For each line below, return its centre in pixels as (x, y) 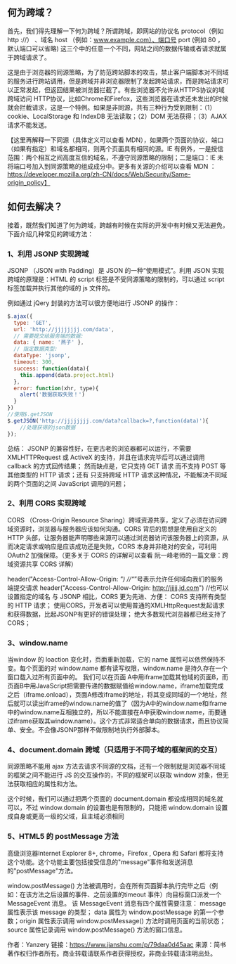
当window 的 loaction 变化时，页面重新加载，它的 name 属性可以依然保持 (113, 660)
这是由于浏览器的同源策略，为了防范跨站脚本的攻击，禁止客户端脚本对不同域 (118, 72)
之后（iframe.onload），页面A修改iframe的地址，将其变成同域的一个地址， (114, 695)
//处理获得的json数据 (48, 428)
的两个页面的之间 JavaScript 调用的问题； (68, 483)
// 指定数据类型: (36, 349)
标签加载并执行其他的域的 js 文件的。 (61, 288)
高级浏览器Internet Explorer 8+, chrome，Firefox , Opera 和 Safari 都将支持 (116, 853)
